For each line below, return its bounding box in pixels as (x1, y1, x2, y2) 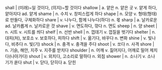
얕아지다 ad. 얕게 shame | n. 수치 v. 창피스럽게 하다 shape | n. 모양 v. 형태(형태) (5, 11, 157, 17)
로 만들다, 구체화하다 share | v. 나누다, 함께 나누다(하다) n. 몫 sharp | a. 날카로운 (5, 17, 158, 22)
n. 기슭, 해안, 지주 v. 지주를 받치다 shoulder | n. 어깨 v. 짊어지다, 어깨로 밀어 (5, 47, 149, 53)
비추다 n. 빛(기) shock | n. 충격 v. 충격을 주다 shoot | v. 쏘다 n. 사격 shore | (11, 41, 154, 47)
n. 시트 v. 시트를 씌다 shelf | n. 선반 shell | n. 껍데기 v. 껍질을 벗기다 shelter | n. (5, 29, 156, 35)
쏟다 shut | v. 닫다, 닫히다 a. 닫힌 (14, 59, 76, 65)
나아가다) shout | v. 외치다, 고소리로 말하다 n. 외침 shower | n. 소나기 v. (10, 53, 146, 59)
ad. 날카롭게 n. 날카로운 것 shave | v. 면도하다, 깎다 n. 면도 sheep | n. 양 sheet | (5, 23, 158, 29)
